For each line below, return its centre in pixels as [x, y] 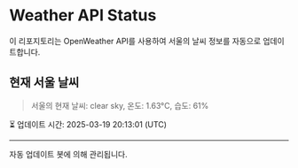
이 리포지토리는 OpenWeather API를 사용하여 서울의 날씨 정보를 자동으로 [135, 41]
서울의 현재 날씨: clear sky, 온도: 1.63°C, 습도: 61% [120, 105]
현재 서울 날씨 [44, 83]
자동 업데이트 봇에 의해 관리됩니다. [68, 154]
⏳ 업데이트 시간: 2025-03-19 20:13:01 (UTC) [88, 124]
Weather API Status [83, 15]
